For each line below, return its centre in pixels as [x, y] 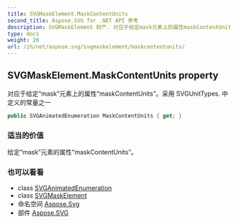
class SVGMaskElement [52, 196]
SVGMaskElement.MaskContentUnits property [113, 75]
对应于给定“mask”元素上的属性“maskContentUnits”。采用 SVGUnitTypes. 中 [118, 94]
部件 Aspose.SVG [43, 213]
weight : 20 [23, 40]
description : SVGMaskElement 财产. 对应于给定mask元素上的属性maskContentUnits [121, 27]
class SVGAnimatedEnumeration [64, 188]
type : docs [23, 34]
